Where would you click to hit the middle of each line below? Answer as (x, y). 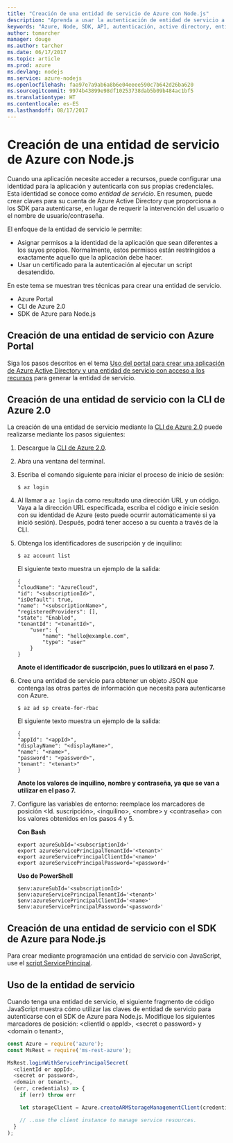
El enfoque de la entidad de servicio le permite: (75, 229)
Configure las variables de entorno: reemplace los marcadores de (111, 804)
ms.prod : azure (29, 65)
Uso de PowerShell (45, 876)
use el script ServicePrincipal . (50, 963)
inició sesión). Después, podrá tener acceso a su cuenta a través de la (118, 523)
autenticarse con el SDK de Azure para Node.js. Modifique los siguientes (111, 1016)
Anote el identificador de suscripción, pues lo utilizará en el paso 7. (116, 668)
